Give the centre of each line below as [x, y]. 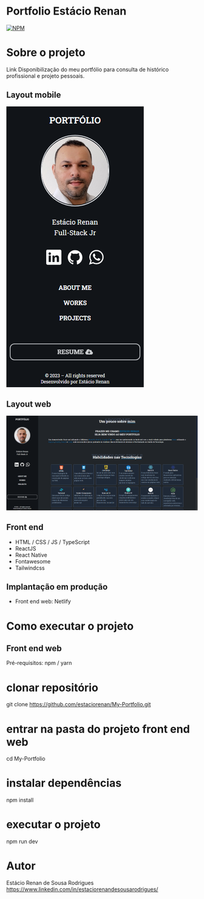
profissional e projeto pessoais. [46, 76]
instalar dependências [64, 783]
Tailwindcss [30, 568]
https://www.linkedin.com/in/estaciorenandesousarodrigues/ [82, 889]
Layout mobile [34, 95]
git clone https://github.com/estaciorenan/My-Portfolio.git [79, 704]
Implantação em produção [57, 587]
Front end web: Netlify [43, 601]
